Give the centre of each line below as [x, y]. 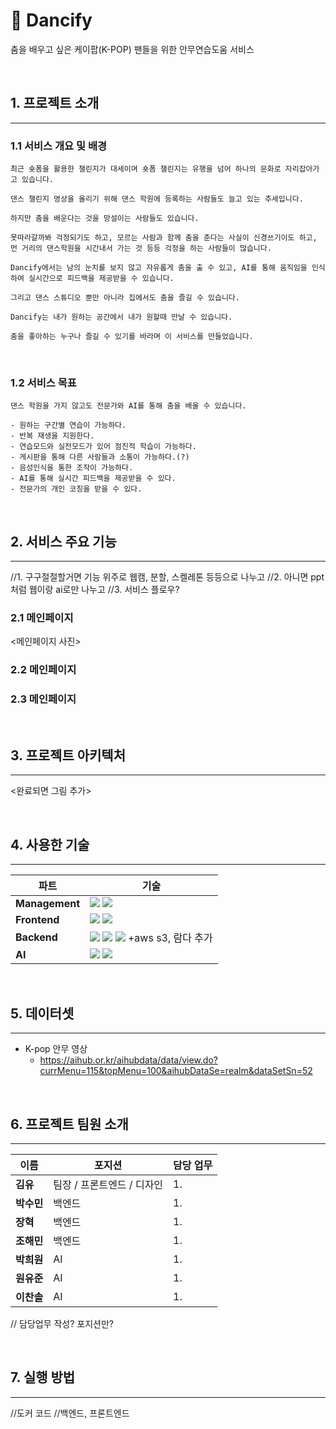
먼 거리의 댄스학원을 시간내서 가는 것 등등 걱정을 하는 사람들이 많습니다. [141, 249]
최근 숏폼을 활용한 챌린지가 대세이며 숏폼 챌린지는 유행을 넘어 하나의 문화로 [146, 169]
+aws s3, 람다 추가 [170, 938]
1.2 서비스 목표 [43, 382]
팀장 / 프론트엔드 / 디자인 [108, 1184]
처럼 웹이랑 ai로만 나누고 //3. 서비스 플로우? [95, 590]
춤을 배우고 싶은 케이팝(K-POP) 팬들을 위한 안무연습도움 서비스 [132, 49]
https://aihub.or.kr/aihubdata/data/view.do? [128, 1060]
